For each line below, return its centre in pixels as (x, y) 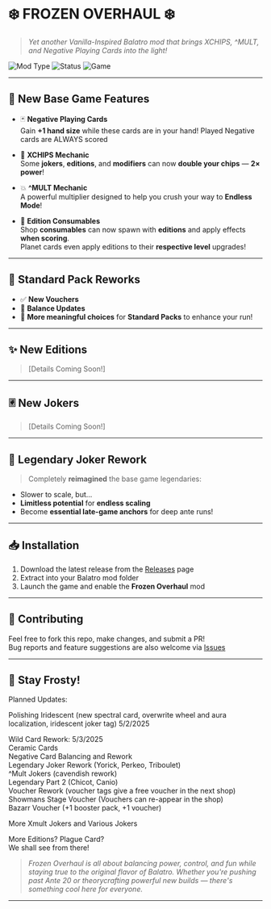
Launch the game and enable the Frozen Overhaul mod (113, 586)
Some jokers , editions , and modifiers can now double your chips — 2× (140, 163)
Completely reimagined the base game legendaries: (115, 479)
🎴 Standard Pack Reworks (75, 280)
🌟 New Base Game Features (79, 99)
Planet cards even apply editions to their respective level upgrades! (133, 246)
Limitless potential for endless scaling (85, 503)
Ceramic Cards (33, 748)
